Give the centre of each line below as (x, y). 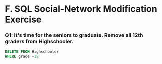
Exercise (23, 20)
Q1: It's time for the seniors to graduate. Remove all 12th (74, 35)
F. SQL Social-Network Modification (81, 9)
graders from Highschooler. (39, 42)
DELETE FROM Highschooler (32, 52)
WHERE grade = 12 (22, 57)
